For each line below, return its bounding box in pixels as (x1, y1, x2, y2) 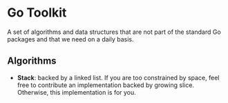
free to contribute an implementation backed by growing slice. (17, 81, 195, 89)
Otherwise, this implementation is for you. (17, 88, 136, 96)
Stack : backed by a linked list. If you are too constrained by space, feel (17, 73, 220, 82)
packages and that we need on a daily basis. (7, 35, 134, 43)
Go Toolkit (7, 5, 67, 21)
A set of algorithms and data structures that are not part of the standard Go (7, 28, 221, 36)
